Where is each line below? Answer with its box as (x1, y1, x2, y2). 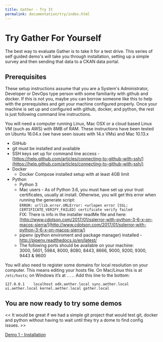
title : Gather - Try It (5, 7, 53, 12)
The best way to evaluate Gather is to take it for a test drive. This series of (5, 48, 153, 54)
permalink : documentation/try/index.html (5, 12, 90, 16)
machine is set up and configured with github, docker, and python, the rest (5, 106, 154, 112)
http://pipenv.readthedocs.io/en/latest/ (19, 237, 97, 243)
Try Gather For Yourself (5, 32, 102, 44)
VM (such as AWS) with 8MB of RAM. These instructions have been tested (5, 126, 154, 132)
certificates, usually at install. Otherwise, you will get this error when (19, 192, 156, 198)
